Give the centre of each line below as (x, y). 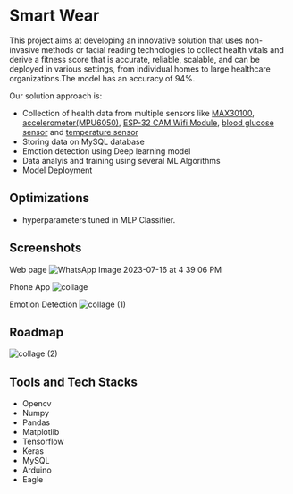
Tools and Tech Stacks (74, 382)
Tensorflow (43, 442)
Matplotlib (41, 432)
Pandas (36, 422)
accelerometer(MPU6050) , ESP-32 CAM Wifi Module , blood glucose (148, 123)
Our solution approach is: (56, 96)
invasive (25, 49)
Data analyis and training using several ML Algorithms (121, 160)
